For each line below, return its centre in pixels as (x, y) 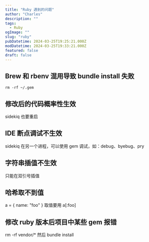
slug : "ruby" (18, 37)
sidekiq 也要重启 (22, 116)
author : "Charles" (24, 14)
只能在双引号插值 (22, 176)
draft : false (18, 55)
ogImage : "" (17, 32)
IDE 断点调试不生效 (34, 133)
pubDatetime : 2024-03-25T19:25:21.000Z (46, 42)
